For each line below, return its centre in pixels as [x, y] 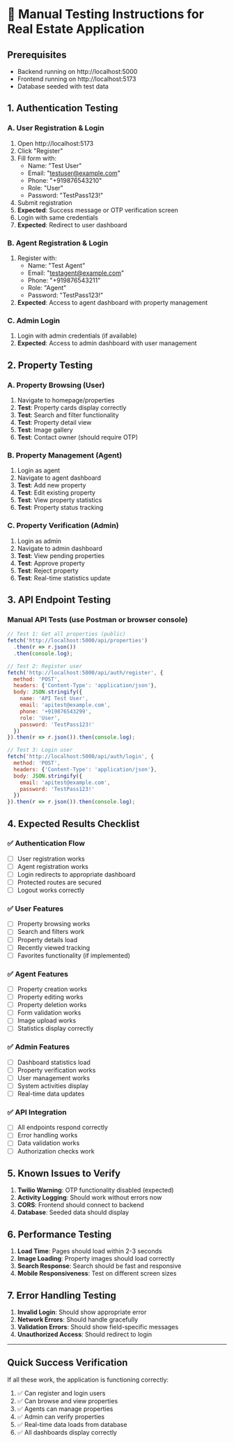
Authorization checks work [56, 1151]
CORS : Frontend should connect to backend [80, 1205]
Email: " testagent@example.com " [76, 273]
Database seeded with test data [63, 86]
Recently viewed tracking [54, 947]
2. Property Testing [50, 365]
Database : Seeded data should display [73, 1212]
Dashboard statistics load [54, 1062]
